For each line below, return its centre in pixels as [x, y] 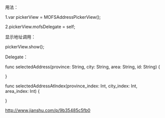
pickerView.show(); [25, 47]
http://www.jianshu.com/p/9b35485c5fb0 [48, 110]
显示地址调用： [20, 37]
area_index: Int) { [23, 91]
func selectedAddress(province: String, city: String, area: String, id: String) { [83, 67]
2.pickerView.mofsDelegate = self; [40, 27]
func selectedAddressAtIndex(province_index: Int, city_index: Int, [71, 86]
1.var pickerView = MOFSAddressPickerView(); [53, 17]
